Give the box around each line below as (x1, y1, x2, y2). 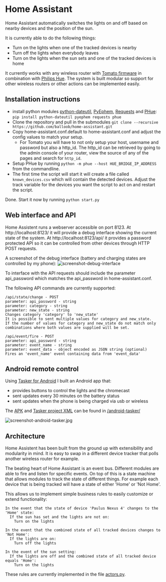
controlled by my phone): (5, 260, 56, 266)
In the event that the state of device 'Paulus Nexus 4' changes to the (5, 506, 159, 511)
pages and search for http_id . (19, 155, 82, 161)
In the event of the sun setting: (5, 550, 77, 555)
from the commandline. (12, 165, 60, 171)
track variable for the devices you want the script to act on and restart (12, 181, 156, 187)
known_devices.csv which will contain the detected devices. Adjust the (12, 176, 156, 182)
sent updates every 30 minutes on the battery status (12, 393, 120, 399)
